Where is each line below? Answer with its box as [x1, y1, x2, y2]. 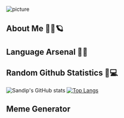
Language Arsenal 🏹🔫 [6, 46, 88, 57]
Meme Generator [6, 104, 70, 114]
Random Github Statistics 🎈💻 [6, 68, 118, 78]
